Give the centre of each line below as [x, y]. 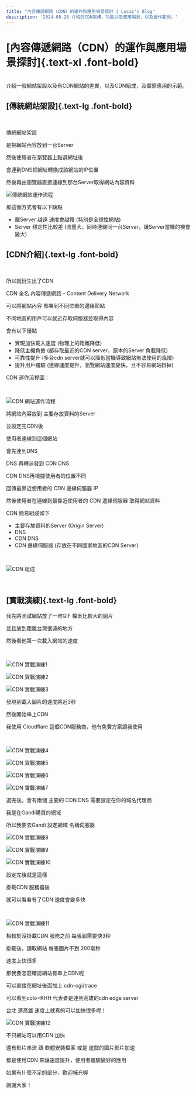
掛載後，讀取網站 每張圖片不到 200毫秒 [54, 948]
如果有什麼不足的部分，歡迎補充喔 [47, 1072]
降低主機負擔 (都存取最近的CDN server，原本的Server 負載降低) [91, 350]
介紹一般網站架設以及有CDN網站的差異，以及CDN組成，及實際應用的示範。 [97, 86]
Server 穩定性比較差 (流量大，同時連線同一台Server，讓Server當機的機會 [102, 227]
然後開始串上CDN [27, 714]
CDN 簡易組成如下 [28, 513]
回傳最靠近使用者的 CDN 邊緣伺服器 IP [52, 488]
